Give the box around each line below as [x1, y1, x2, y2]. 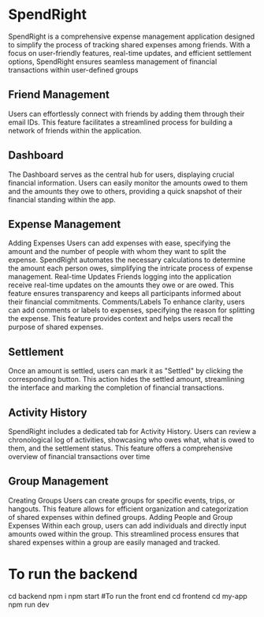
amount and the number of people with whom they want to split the [8, 247, 227, 256]
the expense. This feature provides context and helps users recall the [8, 314, 234, 323]
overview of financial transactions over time [8, 452, 151, 461]
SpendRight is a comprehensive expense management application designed [8, 32, 255, 41]
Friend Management [8, 88, 110, 102]
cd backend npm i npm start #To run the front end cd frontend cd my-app [8, 591, 248, 600]
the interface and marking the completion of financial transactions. [8, 383, 225, 392]
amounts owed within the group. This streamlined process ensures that [8, 529, 239, 538]
